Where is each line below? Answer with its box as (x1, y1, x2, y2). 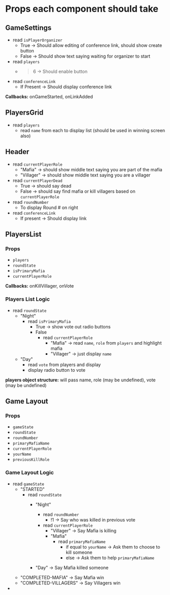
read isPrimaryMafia (27, 318, 71, 324)
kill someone (66, 549, 93, 555)
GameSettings (5, 23, 52, 32)
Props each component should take (5, 3, 159, 15)
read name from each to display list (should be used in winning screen (20, 127, 165, 133)
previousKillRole (12, 457, 50, 462)
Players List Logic (5, 296, 50, 303)
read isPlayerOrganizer (12, 37, 63, 43)
